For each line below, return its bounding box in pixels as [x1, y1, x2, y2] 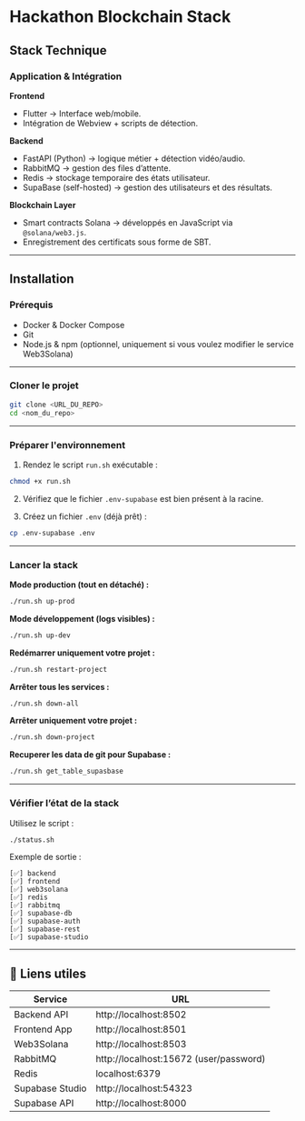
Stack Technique [9, 43, 107, 58]
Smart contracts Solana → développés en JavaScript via [22, 216, 233, 228]
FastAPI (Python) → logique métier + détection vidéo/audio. [22, 153, 246, 164]
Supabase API [14, 1097, 74, 1110]
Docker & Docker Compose [22, 319, 125, 330]
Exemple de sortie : [9, 852, 82, 863]
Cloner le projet [9, 379, 79, 392]
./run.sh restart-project [9, 665, 107, 674]
